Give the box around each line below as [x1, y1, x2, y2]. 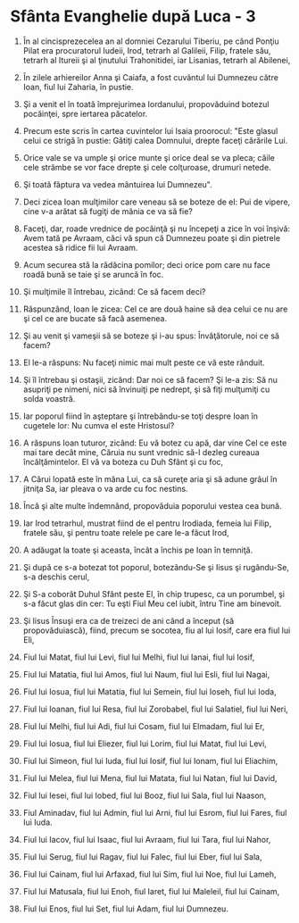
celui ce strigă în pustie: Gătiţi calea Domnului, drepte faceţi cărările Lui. [22, 135, 288, 146]
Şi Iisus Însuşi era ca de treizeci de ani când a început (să [22, 615, 235, 626]
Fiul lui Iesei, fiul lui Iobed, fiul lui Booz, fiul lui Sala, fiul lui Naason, [22, 790, 267, 801]
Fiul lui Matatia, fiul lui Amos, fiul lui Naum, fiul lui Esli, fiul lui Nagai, [22, 669, 270, 679]
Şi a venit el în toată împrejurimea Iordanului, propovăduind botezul [22, 98, 270, 109]
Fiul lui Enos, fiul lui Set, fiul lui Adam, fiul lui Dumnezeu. [22, 903, 228, 914]
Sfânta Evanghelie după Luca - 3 [10, 6, 256, 27]
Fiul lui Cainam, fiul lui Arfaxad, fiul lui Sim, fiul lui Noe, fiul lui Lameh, [22, 869, 277, 879]
